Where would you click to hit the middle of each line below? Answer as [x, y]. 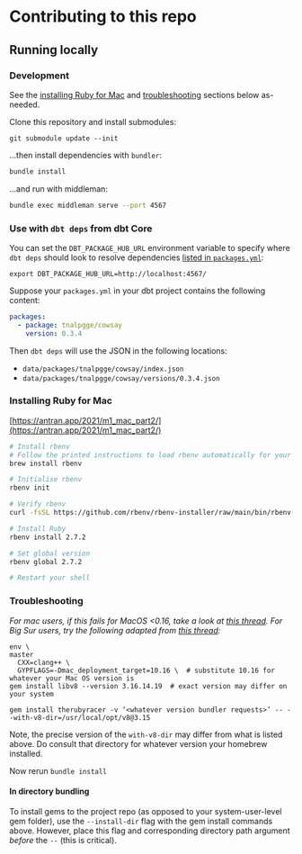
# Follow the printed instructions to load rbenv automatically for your [151, 455]
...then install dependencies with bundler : [86, 155]
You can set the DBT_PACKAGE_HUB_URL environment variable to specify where [150, 247]
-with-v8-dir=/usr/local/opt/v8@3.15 [80, 717]
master [22, 654]
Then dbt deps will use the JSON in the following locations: [118, 351]
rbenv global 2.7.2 [46, 562]
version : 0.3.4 [54, 333]
